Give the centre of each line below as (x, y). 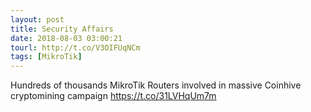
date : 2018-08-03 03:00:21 (66, 38)
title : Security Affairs (62, 29)
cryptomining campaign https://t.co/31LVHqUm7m (113, 96)
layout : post (37, 19)
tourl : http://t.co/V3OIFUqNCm (75, 47)
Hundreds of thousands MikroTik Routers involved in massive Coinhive (156, 85)
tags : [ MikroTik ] (46, 57)
